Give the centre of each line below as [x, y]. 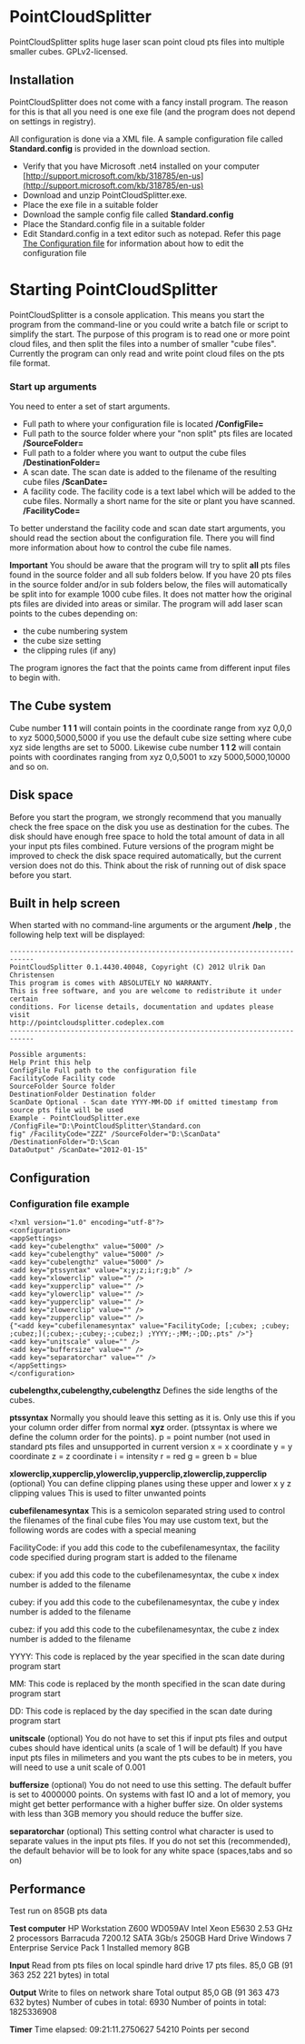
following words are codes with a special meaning [103, 1530]
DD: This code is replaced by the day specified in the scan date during [141, 1711]
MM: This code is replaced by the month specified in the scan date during [148, 1684]
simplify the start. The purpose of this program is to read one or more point [150, 334]
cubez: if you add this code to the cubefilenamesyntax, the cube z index [144, 1629]
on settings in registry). [53, 121]
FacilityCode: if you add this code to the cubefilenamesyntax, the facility [145, 1548]
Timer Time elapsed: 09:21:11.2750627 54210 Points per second [129, 2029]
